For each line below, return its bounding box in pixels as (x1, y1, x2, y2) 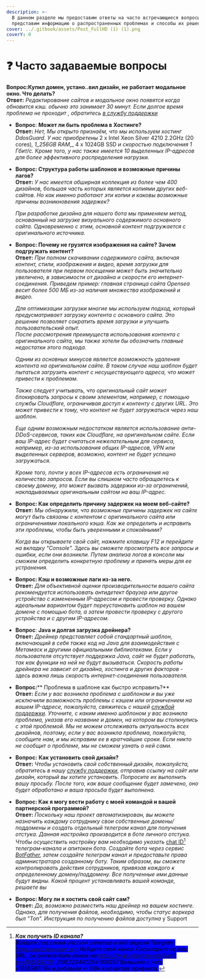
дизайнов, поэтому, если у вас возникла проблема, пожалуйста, (15, 729, 187, 736)
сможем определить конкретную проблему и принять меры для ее (15, 557, 192, 565)
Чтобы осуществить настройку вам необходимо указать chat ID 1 (15, 837, 186, 846)
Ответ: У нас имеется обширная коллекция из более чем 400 (15, 178, 178, 186)
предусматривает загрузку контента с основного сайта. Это (15, 311, 175, 319)
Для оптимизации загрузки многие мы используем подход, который (15, 305, 195, 312)
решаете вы (15, 883, 47, 891)
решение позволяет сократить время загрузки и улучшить (15, 318, 170, 325)
